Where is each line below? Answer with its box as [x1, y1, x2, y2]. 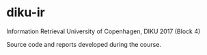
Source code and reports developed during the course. [6, 40, 162, 48]
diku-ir [6, 5, 45, 20]
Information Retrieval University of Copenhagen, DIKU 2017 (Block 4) [6, 27, 201, 35]
